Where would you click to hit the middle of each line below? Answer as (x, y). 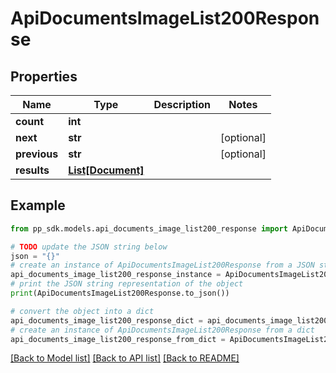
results (32, 170)
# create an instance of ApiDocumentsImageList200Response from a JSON (162, 265)
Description (182, 104)
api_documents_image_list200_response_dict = (106, 320)
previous (37, 154)
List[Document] (106, 170)
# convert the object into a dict (82, 311)
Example (38, 205)
